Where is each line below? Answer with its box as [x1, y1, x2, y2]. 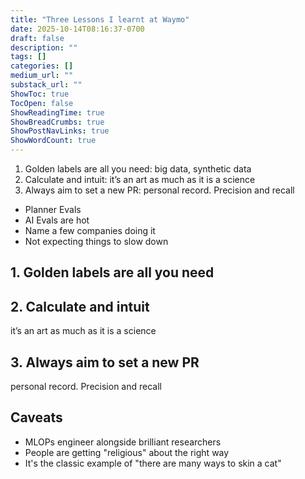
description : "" [10, 42, 78, 53]
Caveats [10, 409, 63, 426]
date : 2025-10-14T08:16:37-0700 [10, 24, 145, 34]
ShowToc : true [10, 89, 70, 99]
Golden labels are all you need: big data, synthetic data [24, 163, 252, 175]
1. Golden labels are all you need [10, 264, 215, 281]
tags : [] [10, 52, 47, 62]
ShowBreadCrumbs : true [10, 117, 105, 127]
